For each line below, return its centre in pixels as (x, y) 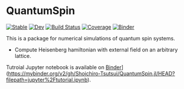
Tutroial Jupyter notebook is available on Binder (64, 67)
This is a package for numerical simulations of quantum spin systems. (91, 38)
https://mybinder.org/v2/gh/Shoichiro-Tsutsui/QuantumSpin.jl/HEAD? (91, 73)
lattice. (23, 56)
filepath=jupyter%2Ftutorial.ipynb (47, 80)
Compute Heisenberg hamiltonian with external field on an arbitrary (96, 49)
